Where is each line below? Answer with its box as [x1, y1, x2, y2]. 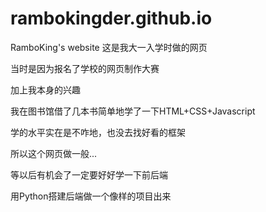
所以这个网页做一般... [10, 147, 98, 159]
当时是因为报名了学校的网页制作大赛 [10, 62, 160, 74]
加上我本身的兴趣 [10, 83, 81, 96]
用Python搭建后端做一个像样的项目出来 [10, 190, 172, 202]
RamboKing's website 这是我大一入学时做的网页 [10, 41, 208, 53]
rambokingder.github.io [10, 7, 213, 30]
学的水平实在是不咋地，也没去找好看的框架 [10, 126, 186, 138]
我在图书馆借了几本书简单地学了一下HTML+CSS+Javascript [10, 105, 256, 117]
